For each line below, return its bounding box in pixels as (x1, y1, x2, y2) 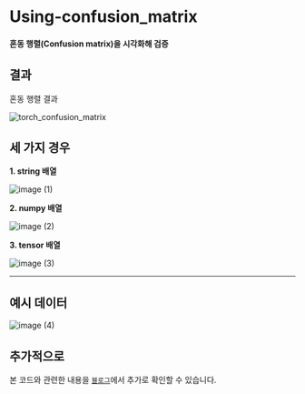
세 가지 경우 (9, 139, 71, 156)
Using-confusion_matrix (9, 6, 198, 27)
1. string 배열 (9, 166, 57, 177)
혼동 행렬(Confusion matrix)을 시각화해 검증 (9, 38, 170, 49)
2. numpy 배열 (9, 203, 63, 214)
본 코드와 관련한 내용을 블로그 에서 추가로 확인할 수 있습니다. (9, 375, 217, 386)
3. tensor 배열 (9, 239, 61, 251)
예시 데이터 (9, 295, 68, 310)
